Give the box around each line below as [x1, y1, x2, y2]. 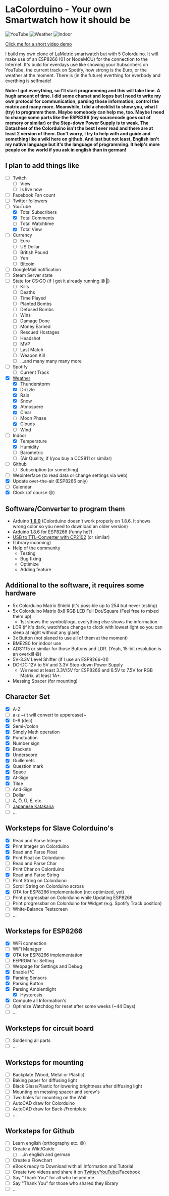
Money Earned [20, 323, 51, 330]
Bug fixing [20, 556, 42, 562]
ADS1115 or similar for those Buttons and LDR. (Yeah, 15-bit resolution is [12, 645, 161, 652]
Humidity [20, 443, 39, 450]
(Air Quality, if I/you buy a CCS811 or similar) [20, 455, 112, 461]
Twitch [12, 175, 27, 181]
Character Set [5, 693, 50, 701]
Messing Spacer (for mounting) [12, 678, 78, 684]
